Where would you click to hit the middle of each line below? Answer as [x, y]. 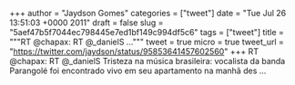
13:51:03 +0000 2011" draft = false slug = [86, 23]
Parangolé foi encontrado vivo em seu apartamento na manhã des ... [138, 71]
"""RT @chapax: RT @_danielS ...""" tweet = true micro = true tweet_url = [147, 42]
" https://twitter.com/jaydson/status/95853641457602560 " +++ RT [134, 52]
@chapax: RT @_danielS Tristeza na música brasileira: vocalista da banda [147, 61]
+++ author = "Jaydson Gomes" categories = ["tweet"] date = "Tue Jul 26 [148, 13]
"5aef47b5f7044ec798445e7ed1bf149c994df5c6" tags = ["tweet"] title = [147, 32]
